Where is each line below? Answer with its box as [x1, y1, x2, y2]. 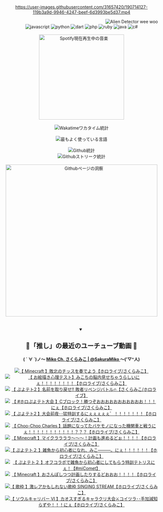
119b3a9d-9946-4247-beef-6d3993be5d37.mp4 [33, 9, 130, 15]
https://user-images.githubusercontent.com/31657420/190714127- [15, 4, 148, 10]
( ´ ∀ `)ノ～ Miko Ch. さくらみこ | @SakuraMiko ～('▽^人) [23, 356, 140, 362]
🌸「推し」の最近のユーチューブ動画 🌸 [26, 342, 137, 350]
